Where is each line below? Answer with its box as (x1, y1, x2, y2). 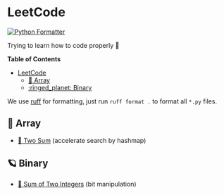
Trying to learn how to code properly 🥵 (7, 41, 120, 49)
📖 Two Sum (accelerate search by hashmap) (17, 136, 147, 144)
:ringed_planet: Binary (27, 83, 92, 92)
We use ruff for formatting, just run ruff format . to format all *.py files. (7, 96, 217, 106)
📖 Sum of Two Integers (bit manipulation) (17, 180, 137, 188)
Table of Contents (7, 54, 61, 63)
